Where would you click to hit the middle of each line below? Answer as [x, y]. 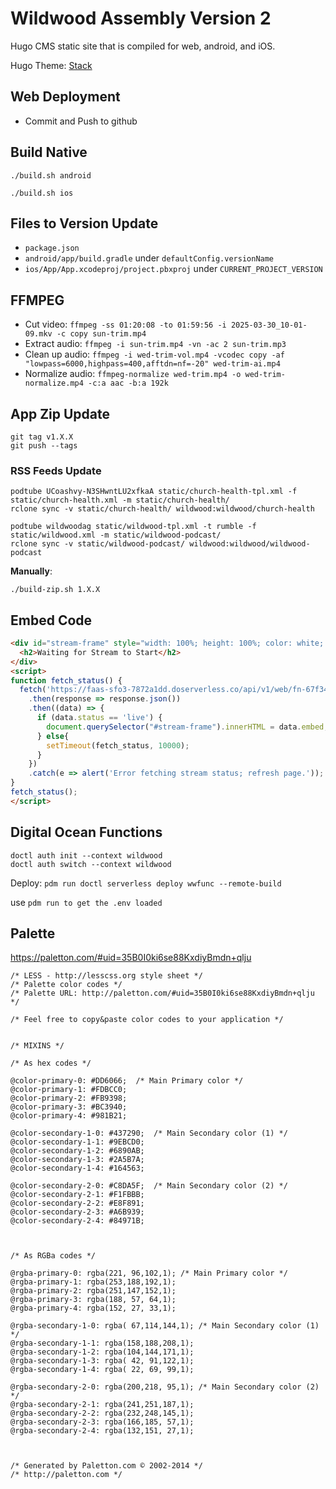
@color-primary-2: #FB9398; [69, 1098]
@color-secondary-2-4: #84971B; [77, 1221]
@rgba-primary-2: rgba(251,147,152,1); [93, 1291]
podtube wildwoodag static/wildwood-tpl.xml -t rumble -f [133, 527]
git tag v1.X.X [42, 437]
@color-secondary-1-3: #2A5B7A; [77, 1160]
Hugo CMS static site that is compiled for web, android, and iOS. [143, 46]
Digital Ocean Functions [86, 832]
